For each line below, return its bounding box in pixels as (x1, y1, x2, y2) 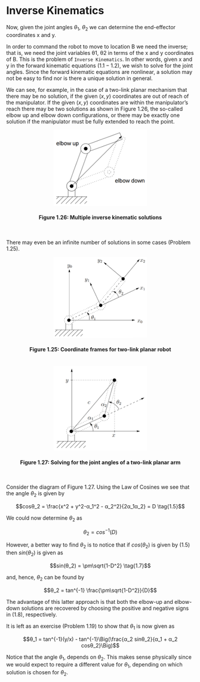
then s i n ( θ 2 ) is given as (6, 549, 64, 558)
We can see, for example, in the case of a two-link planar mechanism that (6, 86, 187, 93)
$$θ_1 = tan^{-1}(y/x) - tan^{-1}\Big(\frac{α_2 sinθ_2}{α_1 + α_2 (23, 635, 178, 643)
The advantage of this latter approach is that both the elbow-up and (6, 598, 173, 605)
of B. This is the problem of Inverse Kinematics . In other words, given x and (6, 55, 193, 63)
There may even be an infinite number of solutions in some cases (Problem (6, 239, 191, 246)
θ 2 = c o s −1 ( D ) (83, 527, 118, 537)
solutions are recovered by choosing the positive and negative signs (21, 604, 189, 612)
